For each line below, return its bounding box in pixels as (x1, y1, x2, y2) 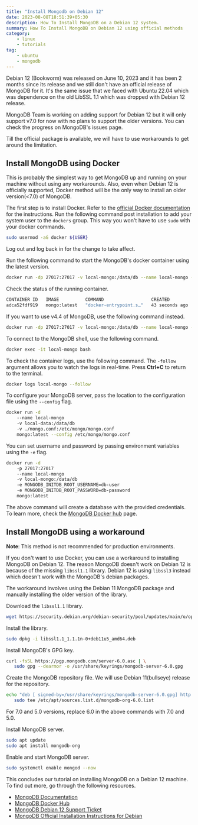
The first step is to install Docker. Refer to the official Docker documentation (6, 205, 190, 212)
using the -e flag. (6, 448, 48, 455)
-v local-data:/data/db (16, 420, 75, 426)
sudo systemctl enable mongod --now (6, 765, 96, 771)
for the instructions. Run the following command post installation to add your (6, 211, 192, 218)
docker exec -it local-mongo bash (6, 347, 91, 352)
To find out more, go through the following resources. (6, 782, 136, 789)
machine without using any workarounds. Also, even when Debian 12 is (6, 180, 179, 187)
